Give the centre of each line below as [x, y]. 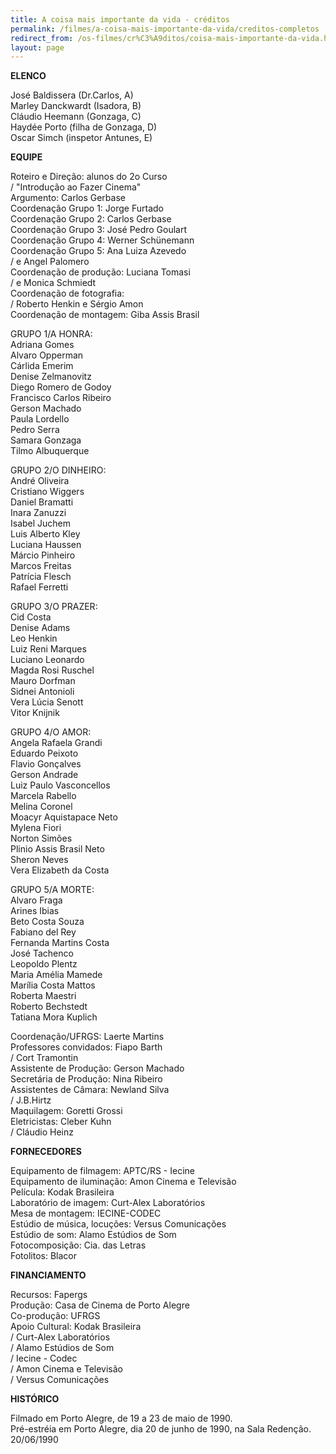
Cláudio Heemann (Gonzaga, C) [76, 117]
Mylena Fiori [36, 828]
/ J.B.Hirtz [31, 1100]
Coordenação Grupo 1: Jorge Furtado [87, 208]
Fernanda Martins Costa [60, 943]
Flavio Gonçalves [46, 764]
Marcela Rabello [43, 796]
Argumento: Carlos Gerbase [68, 198]
